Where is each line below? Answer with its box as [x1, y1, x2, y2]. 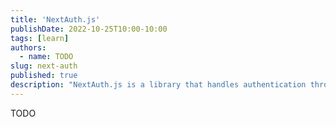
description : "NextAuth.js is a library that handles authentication [10, 80, 307, 90]
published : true [10, 71, 78, 81]
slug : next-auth [10, 61, 78, 71]
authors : [10, 42, 47, 53]
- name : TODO [19, 52, 74, 62]
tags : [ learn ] [10, 33, 70, 43]
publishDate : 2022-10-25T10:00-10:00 [10, 24, 168, 34]
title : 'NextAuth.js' [10, 14, 101, 25]
